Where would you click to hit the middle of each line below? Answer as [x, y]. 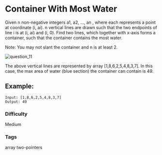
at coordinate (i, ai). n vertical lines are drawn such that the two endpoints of [81, 27]
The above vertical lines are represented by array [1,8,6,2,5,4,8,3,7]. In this [79, 66]
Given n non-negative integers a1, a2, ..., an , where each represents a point [80, 22]
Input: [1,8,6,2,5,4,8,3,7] [33, 97]
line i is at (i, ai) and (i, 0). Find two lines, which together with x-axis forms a [80, 32]
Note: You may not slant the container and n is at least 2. [61, 47]
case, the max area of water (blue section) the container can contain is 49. [79, 71]
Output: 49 [16, 102]
